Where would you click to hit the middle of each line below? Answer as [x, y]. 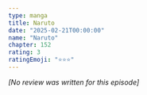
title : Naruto [32, 23]
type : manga [28, 15]
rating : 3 [25, 52]
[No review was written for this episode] [74, 82]
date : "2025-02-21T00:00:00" [56, 30]
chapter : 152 [30, 45]
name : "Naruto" [33, 38]
